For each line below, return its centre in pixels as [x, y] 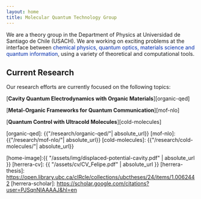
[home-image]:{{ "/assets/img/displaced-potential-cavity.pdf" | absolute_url [100, 158]
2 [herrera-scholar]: [31, 183]
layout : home [23, 12]
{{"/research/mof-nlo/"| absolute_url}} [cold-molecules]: [76, 140]
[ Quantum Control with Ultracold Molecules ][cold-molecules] [84, 122]
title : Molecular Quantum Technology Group [62, 17]
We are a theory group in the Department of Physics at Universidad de [93, 34]
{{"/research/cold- [170, 140]
